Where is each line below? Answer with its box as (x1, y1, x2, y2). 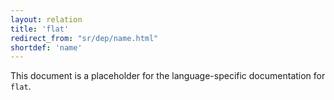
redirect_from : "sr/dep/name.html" (10, 33, 159, 43)
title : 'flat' (10, 24, 70, 34)
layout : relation (10, 14, 83, 25)
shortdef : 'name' (10, 42, 83, 53)
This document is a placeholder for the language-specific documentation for (10, 70, 326, 82)
